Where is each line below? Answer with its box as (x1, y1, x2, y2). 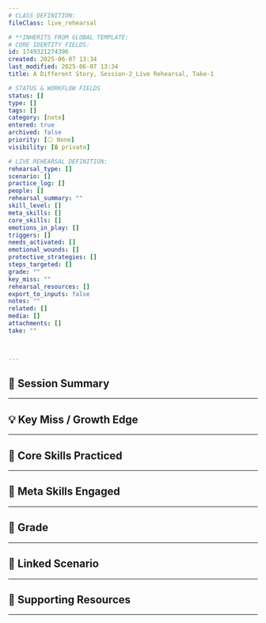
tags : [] (8, 106, 37, 115)
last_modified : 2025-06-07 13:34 (8, 63, 119, 71)
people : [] (8, 187, 44, 195)
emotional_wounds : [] (8, 246, 80, 254)
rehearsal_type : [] (8, 165, 73, 173)
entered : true (8, 121, 55, 129)
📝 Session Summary (8, 377, 110, 390)
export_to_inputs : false (8, 290, 90, 298)
